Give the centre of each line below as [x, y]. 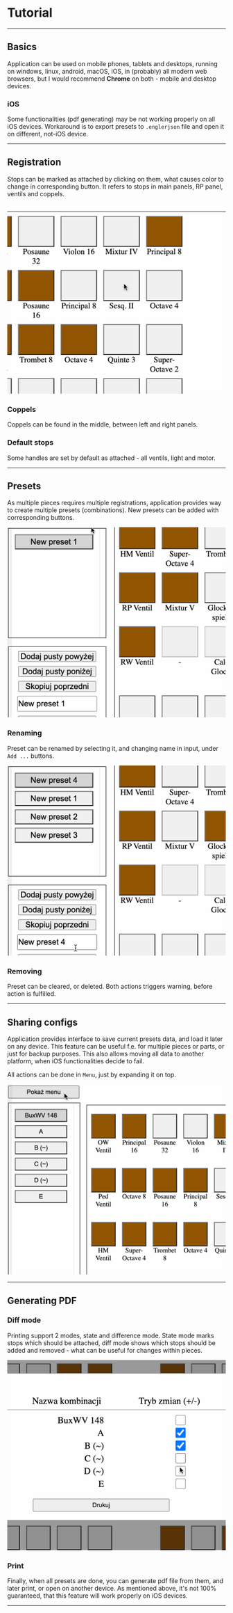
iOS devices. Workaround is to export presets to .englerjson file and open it [115, 127]
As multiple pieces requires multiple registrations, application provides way [114, 503]
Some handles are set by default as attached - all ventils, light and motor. [112, 458]
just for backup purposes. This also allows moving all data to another [106, 1054]
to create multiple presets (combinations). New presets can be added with [113, 510]
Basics [22, 47]
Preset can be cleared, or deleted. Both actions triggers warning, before [110, 987]
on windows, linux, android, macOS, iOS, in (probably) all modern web [107, 71]
